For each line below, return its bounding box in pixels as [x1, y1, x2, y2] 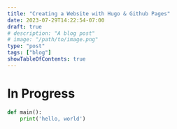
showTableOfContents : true [7, 56, 86, 63]
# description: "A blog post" [7, 29, 96, 37]
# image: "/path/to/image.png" [7, 36, 99, 43]
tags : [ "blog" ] [7, 50, 52, 56]
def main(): [7, 109, 42, 116]
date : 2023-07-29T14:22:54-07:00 [7, 17, 105, 24]
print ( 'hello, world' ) [20, 115, 86, 122]
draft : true [7, 23, 42, 30]
